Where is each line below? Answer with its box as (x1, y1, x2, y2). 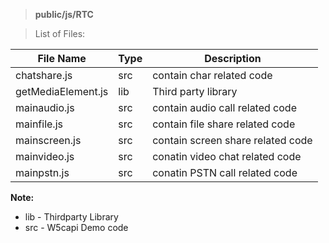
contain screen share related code (152, 134, 313, 147)
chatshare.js (15, 69, 73, 82)
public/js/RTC (34, 9, 94, 20)
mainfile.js (15, 117, 63, 131)
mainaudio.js (15, 101, 75, 114)
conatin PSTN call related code (152, 166, 298, 179)
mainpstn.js (15, 166, 70, 179)
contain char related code (152, 69, 273, 82)
